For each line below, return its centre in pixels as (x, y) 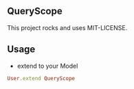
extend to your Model (47, 66)
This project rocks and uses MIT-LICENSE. (67, 27)
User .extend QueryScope (41, 78)
